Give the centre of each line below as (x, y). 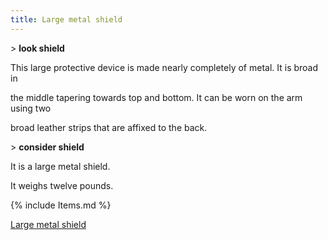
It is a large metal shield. (60, 166)
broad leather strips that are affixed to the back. (109, 127)
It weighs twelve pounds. (62, 185)
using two (31, 108)
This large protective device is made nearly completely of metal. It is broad (164, 67)
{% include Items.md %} (61, 205)
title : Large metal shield (66, 19)
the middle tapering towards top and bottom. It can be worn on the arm (156, 97)
